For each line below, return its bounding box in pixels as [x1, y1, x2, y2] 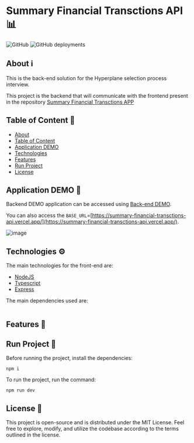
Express [14, 286, 34, 293]
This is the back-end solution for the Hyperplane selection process [6, 74, 167, 81]
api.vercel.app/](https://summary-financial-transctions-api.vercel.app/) [6, 218, 178, 225]
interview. [6, 81, 30, 88]
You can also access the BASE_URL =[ [6, 212, 92, 219]
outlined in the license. [6, 431, 61, 438]
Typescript [14, 280, 41, 287]
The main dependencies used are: [6, 297, 89, 304]
